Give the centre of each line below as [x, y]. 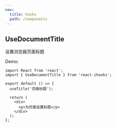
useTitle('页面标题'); [31, 89]
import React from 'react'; [34, 71]
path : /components [29, 19]
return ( [19, 98]
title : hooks [23, 14]
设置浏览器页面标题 [25, 52]
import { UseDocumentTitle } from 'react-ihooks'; [58, 75]
